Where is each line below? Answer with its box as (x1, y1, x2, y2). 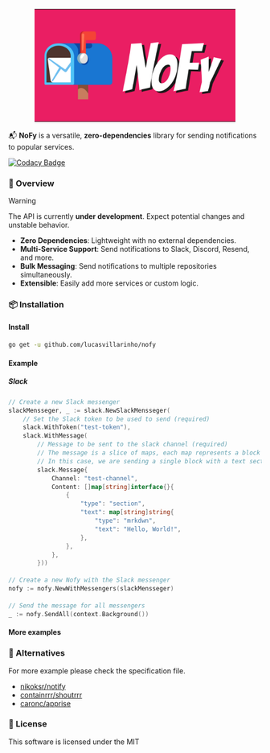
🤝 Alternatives (8, 648, 66, 659)
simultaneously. (19, 270, 72, 280)
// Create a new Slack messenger (8, 397, 121, 406)
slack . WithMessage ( (22, 432, 88, 440)
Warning (8, 196, 36, 206)
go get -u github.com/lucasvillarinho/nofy (8, 341, 157, 349)
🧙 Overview (8, 178, 55, 189)
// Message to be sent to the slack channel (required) (37, 440, 228, 449)
